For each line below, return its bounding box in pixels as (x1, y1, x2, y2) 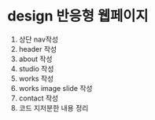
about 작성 (18, 54, 53, 64)
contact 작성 (18, 93, 59, 103)
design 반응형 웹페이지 (7, 7, 149, 25)
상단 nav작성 (18, 35, 59, 44)
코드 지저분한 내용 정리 (18, 103, 89, 112)
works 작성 (18, 74, 54, 83)
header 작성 (18, 44, 57, 53)
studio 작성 (18, 64, 54, 73)
